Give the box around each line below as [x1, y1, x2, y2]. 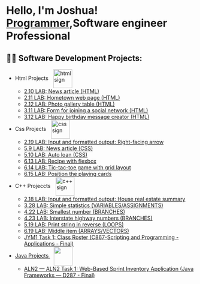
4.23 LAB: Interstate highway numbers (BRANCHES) [23, 214, 153, 222]
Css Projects [14, 125, 47, 132]
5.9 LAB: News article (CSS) [23, 145, 93, 152]
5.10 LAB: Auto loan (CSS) [23, 151, 88, 158]
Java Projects [14, 252, 49, 259]
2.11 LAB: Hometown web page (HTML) [23, 94, 120, 101]
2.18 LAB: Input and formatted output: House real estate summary [23, 196, 186, 202]
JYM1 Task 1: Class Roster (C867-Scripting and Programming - [23, 234, 179, 241]
